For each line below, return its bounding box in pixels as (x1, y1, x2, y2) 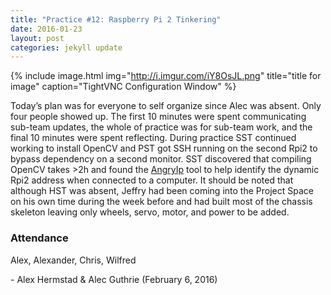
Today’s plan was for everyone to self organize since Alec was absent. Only (10, 100, 322, 112)
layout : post (10, 33, 65, 43)
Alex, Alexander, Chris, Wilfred (10, 254, 137, 266)
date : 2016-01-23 (10, 24, 83, 34)
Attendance (10, 231, 69, 245)
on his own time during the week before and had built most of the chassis (10, 196, 313, 208)
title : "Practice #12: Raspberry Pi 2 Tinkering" (10, 14, 222, 25)
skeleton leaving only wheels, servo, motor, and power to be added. (10, 206, 290, 218)
